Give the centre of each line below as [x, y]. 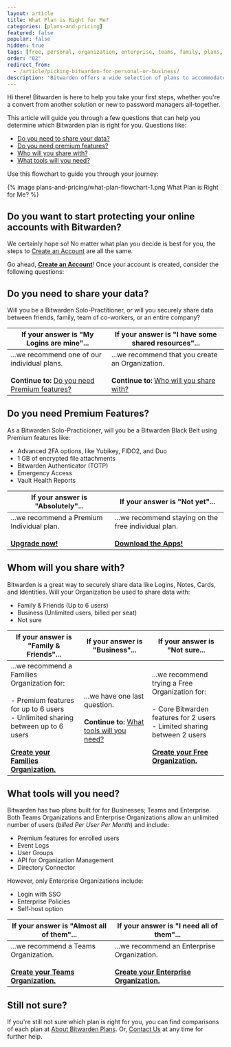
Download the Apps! [149, 544]
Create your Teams [43, 972]
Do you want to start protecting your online [101, 216]
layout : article [30, 13]
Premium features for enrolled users [68, 838]
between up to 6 [37, 726]
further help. [25, 1037]
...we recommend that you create [164, 355]
